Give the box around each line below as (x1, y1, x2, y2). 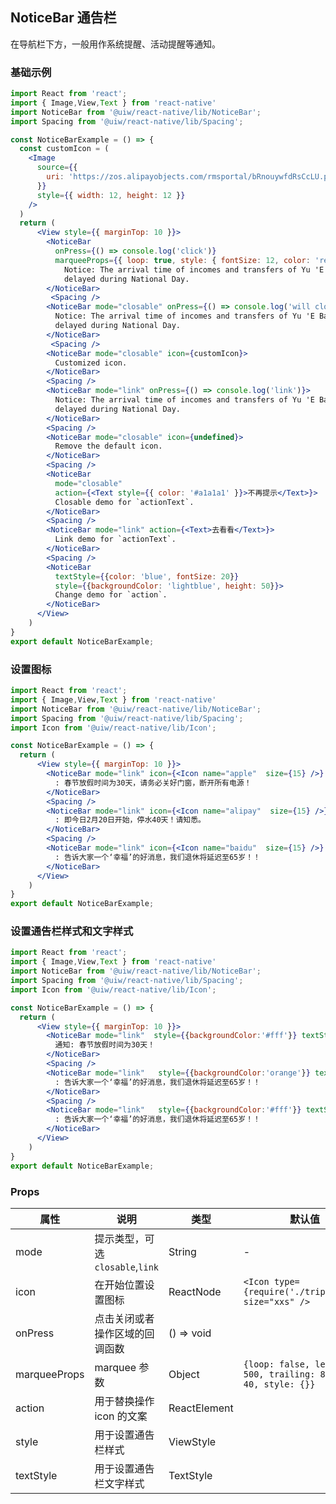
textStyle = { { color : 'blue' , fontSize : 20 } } (54, 571, 240, 582)
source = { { (36, 163, 78, 173)
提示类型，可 (94, 1231, 155, 1245)
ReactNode (168, 1284, 222, 1298)
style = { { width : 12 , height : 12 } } (36, 190, 186, 200)
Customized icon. (54, 358, 128, 368)
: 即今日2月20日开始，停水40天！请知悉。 (54, 815, 206, 825)
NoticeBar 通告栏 (10, 9, 117, 27)
